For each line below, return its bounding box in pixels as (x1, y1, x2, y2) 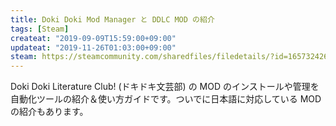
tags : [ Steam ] (10, 24, 70, 34)
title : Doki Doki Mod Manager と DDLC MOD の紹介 (10, 14, 215, 25)
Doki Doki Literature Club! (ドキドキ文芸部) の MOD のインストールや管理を (10, 81, 320, 93)
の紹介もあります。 (10, 106, 89, 118)
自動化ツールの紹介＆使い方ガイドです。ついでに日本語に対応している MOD (10, 93, 322, 105)
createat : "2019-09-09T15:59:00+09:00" (10, 33, 177, 43)
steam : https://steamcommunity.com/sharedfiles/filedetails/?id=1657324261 (10, 52, 333, 62)
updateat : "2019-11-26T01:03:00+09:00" (10, 42, 177, 53)
